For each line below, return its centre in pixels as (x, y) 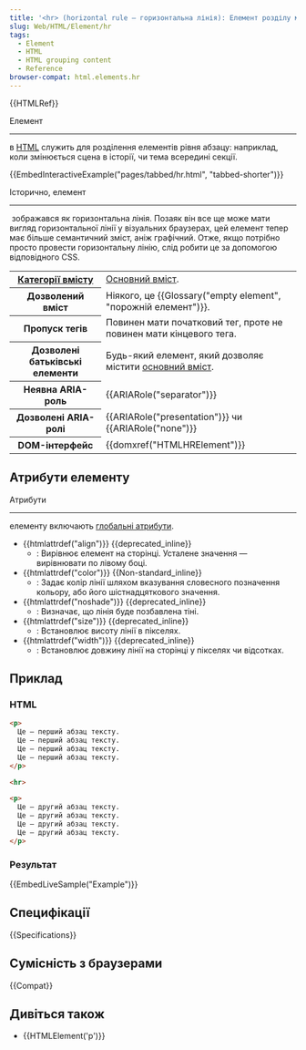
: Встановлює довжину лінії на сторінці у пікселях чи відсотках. (160, 650)
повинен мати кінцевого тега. (171, 334)
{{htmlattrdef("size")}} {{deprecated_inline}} (106, 621)
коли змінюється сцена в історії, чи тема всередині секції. (124, 157)
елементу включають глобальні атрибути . (92, 526)
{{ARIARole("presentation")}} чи (174, 417)
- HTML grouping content (65, 60)
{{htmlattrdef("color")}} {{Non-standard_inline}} (112, 572)
